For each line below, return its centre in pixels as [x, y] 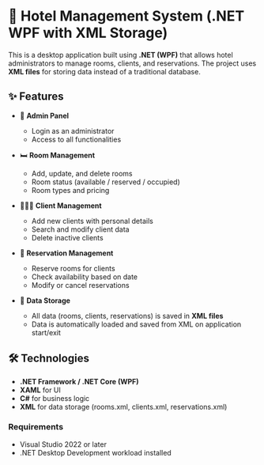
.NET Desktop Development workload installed [95, 452]
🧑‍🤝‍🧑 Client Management [60, 206]
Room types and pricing [70, 190]
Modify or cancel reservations [80, 285]
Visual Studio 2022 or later [63, 444]
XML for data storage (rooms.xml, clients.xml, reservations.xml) [123, 406]
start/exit [46, 332]
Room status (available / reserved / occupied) [106, 182]
